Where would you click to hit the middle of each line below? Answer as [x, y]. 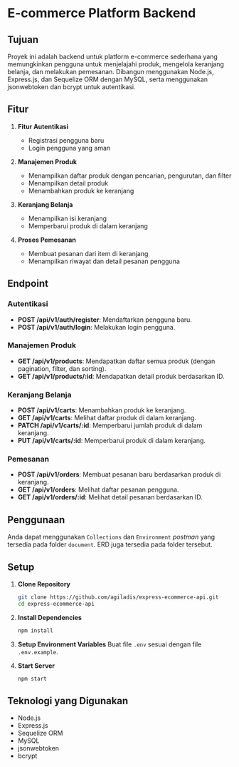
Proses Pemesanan [47, 240]
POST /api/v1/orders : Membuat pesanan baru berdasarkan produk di [119, 474]
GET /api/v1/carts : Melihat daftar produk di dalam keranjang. [107, 418]
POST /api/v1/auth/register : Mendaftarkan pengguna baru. [105, 320]
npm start [32, 679]
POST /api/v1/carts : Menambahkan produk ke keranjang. [102, 410]
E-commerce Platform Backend [102, 13]
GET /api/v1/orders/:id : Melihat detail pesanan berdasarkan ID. [110, 497]
